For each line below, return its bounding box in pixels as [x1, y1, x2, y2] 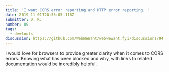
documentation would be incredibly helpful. [5, 61, 97, 67]
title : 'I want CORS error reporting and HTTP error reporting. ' [5, 7, 150, 13]
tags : [5, 27, 17, 32]
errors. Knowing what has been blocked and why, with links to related [5, 55, 152, 61]
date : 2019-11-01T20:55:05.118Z [5, 12, 74, 17]
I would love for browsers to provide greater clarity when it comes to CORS [5, 50, 164, 56]
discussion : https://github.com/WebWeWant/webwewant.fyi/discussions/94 [5, 36, 164, 41]
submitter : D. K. [5, 17, 43, 22]
